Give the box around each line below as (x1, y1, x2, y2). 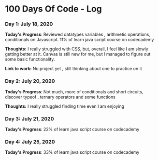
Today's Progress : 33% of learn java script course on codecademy (5, 149, 140, 155)
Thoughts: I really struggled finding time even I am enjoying (5, 103, 125, 109)
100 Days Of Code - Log (5, 3, 102, 15)
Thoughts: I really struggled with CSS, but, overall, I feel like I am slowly (5, 46, 148, 52)
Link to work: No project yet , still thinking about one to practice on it (5, 66, 142, 72)
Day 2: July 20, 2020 (5, 78, 55, 85)
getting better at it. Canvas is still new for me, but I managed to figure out (5, 51, 151, 57)
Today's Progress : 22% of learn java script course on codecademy (5, 127, 140, 132)
